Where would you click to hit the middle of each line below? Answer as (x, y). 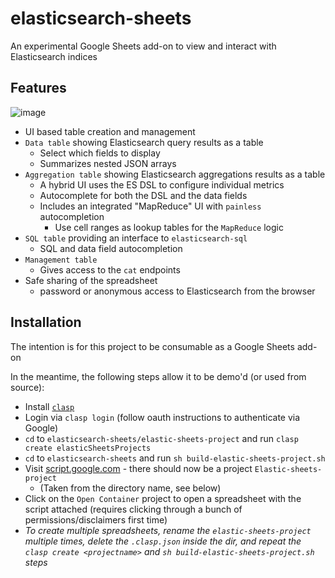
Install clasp (49, 406)
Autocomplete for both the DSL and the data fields (143, 195)
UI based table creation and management (110, 131)
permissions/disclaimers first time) (96, 519)
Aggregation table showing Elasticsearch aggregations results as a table (175, 174)
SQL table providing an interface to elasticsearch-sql (136, 238)
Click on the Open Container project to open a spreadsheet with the (163, 498)
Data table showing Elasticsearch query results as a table (144, 142)
